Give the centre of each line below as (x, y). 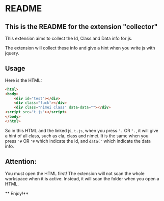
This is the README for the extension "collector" (82, 27)
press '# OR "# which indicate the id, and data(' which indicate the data (78, 141)
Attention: (21, 162)
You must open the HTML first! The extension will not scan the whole (75, 173)
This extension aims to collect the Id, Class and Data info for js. (69, 38)
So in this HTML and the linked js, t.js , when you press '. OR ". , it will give (82, 130)
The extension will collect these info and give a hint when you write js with (80, 48)
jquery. (12, 53)
